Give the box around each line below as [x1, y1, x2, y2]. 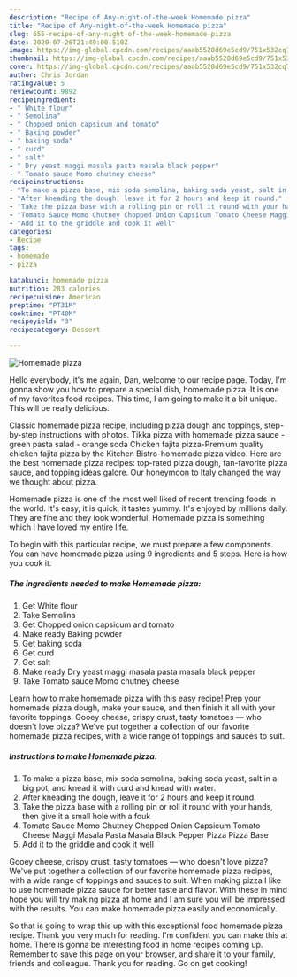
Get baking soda [21, 638, 82, 648]
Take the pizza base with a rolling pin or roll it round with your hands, [21, 801, 274, 811]
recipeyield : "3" [9, 317, 73, 326]
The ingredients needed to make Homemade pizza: [9, 578, 202, 589]
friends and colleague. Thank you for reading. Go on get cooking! [9, 958, 247, 968]
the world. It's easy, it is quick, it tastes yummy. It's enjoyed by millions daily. [9, 503, 288, 514]
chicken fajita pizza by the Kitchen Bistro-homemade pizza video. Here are [9, 448, 282, 459]
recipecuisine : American [9, 292, 101, 301]
